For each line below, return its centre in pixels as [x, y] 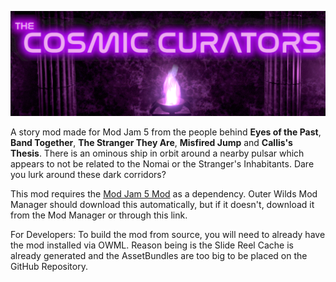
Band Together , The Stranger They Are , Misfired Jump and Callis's [151, 142]
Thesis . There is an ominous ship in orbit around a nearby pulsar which [157, 153]
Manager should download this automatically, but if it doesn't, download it [162, 204]
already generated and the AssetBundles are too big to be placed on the [159, 255]
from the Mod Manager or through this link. [99, 215]
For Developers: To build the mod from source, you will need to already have [168, 234]
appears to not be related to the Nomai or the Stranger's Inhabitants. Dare [162, 163]
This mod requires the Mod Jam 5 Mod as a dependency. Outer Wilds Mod [164, 193]
